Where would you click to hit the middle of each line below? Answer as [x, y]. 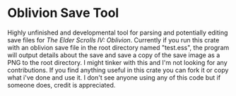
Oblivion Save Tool [63, 13]
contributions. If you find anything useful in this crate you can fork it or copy [118, 70]
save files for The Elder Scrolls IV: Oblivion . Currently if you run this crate [113, 40]
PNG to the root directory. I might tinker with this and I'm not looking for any [117, 62]
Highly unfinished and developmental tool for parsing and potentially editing [118, 32]
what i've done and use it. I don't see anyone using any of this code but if [114, 77]
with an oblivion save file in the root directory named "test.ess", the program [118, 47]
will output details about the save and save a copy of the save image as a [114, 55]
